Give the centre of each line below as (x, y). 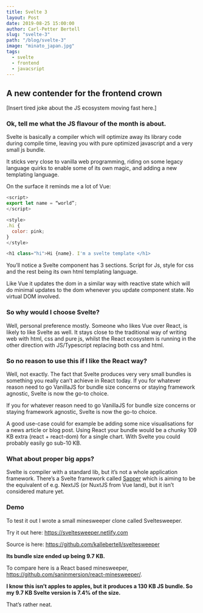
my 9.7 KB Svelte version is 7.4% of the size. (64, 592)
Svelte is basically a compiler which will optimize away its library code (94, 137)
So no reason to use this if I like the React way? (77, 361)
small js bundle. (26, 150)
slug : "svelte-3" (28, 35)
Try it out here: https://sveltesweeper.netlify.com (67, 532)
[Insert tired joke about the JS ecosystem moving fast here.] (81, 108)
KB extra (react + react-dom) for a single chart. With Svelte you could (93, 436)
